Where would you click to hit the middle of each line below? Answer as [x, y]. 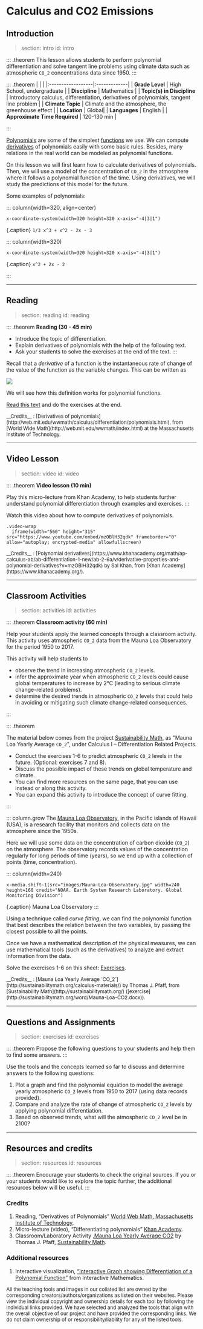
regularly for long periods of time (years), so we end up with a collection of [99, 855]
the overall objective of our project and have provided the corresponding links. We [101, 1313]
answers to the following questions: [50, 1073]
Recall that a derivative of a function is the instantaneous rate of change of [99, 363]
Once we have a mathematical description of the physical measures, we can [101, 943]
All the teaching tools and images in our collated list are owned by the [87, 1289]
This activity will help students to [47, 658]
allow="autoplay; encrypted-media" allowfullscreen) [74, 542]
